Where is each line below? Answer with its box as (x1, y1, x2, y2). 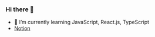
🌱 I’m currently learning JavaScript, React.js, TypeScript (14, 19, 150, 26)
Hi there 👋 (5, 5, 35, 14)
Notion (14, 25, 31, 32)
